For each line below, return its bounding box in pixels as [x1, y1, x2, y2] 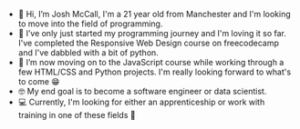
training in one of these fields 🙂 [17, 110, 136, 120]
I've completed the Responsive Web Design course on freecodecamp [17, 37, 280, 48]
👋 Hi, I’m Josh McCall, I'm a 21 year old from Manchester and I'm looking [17, 9, 292, 19]
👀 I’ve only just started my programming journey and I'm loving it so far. [17, 28, 287, 38]
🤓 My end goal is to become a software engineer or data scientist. [17, 86, 267, 96]
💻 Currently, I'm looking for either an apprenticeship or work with [17, 96, 265, 107]
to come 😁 [17, 76, 60, 86]
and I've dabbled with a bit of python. [17, 47, 160, 58]
